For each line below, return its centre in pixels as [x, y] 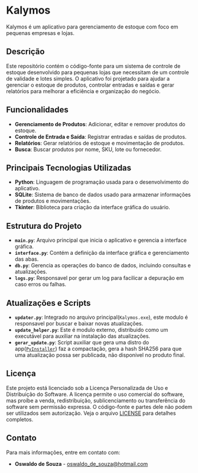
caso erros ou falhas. [40, 285]
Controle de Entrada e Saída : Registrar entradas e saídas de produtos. [100, 136]
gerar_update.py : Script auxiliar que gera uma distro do [82, 342]
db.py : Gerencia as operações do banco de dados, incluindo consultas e [103, 266]
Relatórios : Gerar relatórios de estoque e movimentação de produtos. [100, 143]
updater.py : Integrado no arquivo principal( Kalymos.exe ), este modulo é [101, 317]
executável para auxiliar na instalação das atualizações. [82, 336]
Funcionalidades [38, 110]
